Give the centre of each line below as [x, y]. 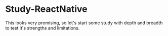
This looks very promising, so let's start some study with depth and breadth [84, 23]
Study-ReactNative [46, 9]
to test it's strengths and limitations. [43, 28]
